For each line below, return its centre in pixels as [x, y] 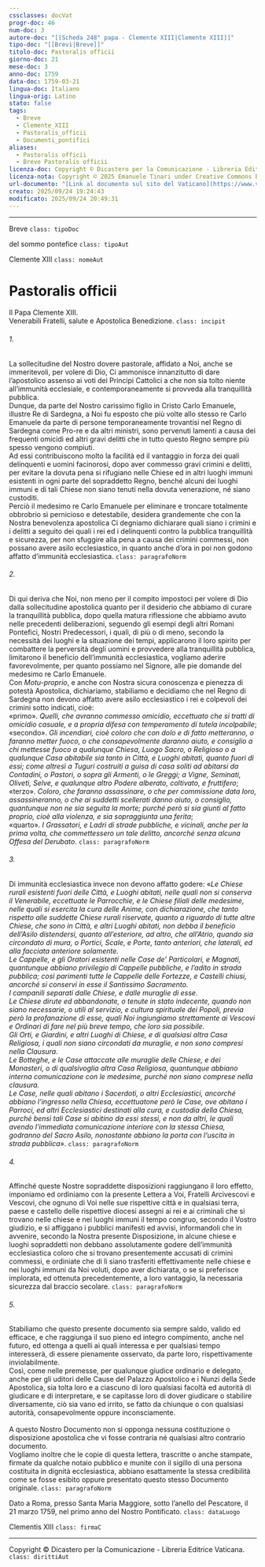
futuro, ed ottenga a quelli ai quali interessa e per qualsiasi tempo [115, 1346]
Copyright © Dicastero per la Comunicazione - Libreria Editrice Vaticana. [127, 1550]
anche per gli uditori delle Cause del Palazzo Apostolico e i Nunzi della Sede [132, 1379]
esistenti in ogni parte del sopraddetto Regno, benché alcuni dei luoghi [123, 481]
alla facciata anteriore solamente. [64, 951]
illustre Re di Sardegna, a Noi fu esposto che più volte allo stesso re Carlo [128, 414]
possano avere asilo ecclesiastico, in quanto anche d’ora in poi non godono [131, 548]
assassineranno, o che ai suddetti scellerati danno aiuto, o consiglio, [121, 799]
